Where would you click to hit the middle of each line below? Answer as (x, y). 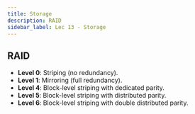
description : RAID (34, 21)
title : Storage (30, 14)
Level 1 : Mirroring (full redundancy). (70, 80)
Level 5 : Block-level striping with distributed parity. (92, 96)
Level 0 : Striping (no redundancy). (68, 73)
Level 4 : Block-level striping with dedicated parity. (91, 88)
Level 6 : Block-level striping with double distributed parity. (103, 103)
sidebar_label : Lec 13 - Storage (57, 27)
